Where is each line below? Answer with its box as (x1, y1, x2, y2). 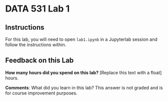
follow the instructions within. (5, 42, 67, 48)
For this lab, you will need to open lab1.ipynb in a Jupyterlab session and (5, 36, 158, 42)
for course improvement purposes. (5, 90, 78, 96)
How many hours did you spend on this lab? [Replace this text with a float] (5, 69, 162, 75)
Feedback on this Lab (5, 56, 74, 65)
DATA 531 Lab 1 (5, 3, 70, 15)
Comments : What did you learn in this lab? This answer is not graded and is (5, 84, 163, 90)
